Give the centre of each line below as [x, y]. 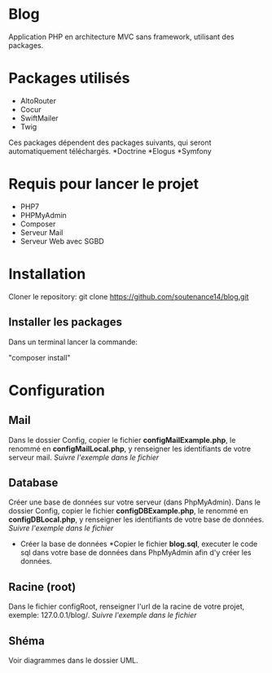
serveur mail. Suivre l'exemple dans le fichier [84, 457]
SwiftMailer [39, 118]
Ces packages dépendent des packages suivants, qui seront [110, 142]
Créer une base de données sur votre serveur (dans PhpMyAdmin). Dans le [134, 502]
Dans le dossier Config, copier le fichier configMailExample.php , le [122, 439]
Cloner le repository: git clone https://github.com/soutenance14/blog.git [129, 296]
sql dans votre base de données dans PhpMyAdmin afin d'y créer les [136, 553]
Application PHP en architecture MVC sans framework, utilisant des [121, 37]
